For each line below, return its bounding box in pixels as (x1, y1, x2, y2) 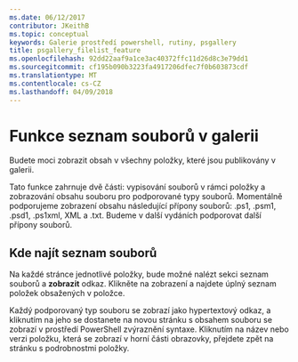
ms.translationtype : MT (9, 71, 98, 80)
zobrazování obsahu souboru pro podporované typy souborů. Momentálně (9, 191, 283, 202)
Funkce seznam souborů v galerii (9, 125, 260, 146)
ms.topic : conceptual (9, 29, 90, 38)
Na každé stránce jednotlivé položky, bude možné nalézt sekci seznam (9, 269, 270, 280)
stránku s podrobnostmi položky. (9, 343, 130, 354)
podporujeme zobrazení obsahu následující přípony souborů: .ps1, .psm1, (9, 201, 277, 212)
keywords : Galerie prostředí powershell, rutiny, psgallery (9, 37, 238, 47)
